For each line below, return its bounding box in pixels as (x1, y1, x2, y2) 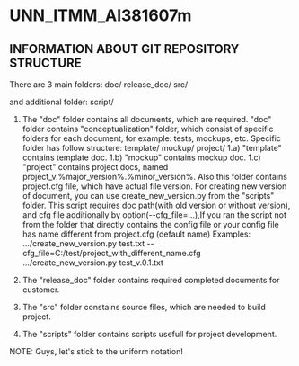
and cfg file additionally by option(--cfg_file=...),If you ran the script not (22, 210, 287, 220)
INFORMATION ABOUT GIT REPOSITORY (9, 41, 240, 57)
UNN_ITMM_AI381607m (9, 5, 192, 26)
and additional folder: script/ (9, 96, 114, 107)
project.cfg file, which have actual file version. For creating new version (22, 181, 287, 192)
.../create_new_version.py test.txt (22, 238, 145, 248)
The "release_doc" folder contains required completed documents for (22, 275, 280, 285)
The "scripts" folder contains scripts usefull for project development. (22, 329, 277, 339)
